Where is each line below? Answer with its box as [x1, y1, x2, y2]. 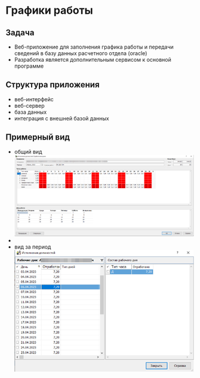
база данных [14, 108, 47, 116]
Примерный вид [5, 132, 70, 143]
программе [14, 62, 44, 69]
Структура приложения [5, 80, 100, 90]
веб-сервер [14, 102, 45, 109]
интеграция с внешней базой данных [14, 114, 109, 122]
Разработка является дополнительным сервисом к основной [14, 56, 171, 63]
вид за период [14, 243, 51, 250]
